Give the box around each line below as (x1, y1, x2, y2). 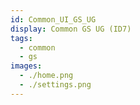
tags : (10, 33, 33, 43)
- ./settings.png (19, 80, 92, 90)
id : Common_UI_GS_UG (10, 14, 97, 25)
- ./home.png (19, 71, 74, 81)
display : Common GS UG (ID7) (10, 24, 132, 34)
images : (10, 61, 43, 71)
